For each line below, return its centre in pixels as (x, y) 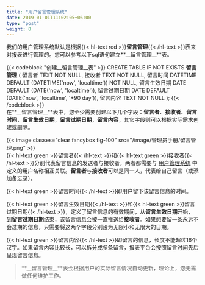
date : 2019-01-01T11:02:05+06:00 (49, 18)
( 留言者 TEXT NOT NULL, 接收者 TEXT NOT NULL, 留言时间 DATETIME (107, 75)
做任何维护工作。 (43, 276)
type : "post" (23, 23)
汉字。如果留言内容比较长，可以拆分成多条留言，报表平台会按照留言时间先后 (103, 248)
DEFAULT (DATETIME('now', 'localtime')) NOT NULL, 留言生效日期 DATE (96, 83)
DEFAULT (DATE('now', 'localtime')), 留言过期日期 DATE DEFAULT (88, 90)
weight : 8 (19, 29)
